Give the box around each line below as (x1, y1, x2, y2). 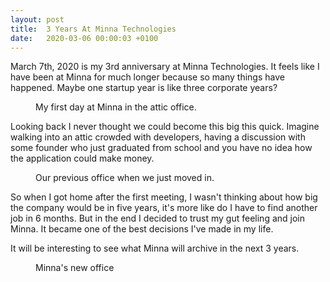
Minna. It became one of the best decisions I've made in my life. (10, 223, 274, 235)
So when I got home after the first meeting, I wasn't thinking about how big (10, 191, 318, 203)
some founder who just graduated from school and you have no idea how (10, 142, 313, 154)
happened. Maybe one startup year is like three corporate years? (10, 82, 278, 94)
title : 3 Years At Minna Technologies (10, 24, 177, 34)
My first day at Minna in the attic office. (35, 101, 197, 113)
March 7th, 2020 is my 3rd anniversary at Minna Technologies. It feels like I (10, 61, 320, 73)
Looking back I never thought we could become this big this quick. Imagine (10, 121, 320, 133)
